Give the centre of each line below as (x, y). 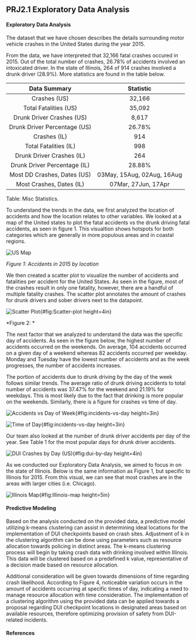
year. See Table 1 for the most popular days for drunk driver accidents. (91, 442)
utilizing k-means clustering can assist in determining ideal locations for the (97, 527)
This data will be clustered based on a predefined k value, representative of (97, 558)
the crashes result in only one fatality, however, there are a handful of (90, 287)
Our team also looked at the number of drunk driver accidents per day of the (98, 436)
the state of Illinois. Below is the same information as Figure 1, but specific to (98, 471)
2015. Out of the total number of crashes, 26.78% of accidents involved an (96, 62)
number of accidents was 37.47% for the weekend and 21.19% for (85, 389)
